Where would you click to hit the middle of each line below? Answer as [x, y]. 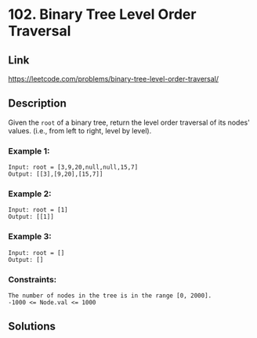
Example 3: [30, 237]
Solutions [32, 327]
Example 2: [30, 194]
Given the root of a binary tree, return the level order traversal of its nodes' [129, 122]
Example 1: [29, 151]
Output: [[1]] [31, 217]
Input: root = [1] [38, 210]
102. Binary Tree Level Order [102, 15]
